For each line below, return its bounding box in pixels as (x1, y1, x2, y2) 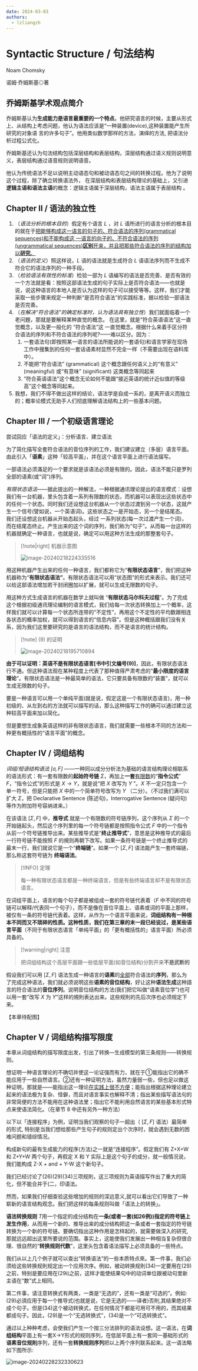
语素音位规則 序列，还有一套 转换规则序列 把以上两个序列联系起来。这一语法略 (6, 1339, 192, 1346)
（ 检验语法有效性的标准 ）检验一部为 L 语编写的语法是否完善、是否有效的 (14, 271, 192, 278)
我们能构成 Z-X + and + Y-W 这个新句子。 (6, 1161, 107, 1168)
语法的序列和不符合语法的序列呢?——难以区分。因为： (19, 330, 152, 337)
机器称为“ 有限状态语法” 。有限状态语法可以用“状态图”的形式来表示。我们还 (6, 574, 186, 581)
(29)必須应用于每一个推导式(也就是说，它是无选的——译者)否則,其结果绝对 (6, 1297, 187, 1304)
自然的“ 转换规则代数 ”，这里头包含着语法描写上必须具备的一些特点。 (21, 1242, 187, 1250)
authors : (6, 14, 28, 20)
